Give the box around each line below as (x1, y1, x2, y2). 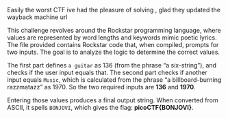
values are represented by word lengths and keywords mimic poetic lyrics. (7, 33, 217, 42)
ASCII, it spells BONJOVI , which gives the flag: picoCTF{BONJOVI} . (7, 104, 194, 111)
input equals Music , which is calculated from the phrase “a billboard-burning (7, 76, 222, 84)
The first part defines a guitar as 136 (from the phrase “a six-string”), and (7, 61, 217, 69)
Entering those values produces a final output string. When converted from (7, 96, 218, 104)
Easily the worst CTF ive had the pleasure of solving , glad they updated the (7, 6, 221, 14)
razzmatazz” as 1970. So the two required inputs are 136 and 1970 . (7, 83, 197, 91)
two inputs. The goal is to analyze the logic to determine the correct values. (7, 48, 220, 56)
